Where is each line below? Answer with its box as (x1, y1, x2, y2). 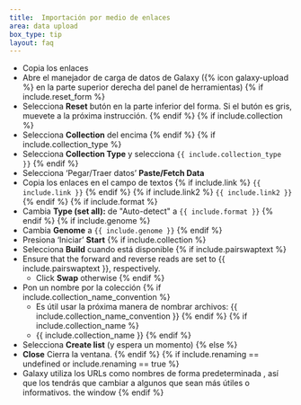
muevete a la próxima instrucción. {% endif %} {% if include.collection (22, 110, 283, 121)
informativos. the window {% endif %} (22, 387, 164, 398)
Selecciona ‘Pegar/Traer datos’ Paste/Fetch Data (22, 168, 205, 179)
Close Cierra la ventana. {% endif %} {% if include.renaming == (22, 349, 260, 360)
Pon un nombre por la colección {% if (22, 282, 162, 293)
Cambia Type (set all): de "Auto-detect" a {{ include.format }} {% (22, 206, 274, 216)
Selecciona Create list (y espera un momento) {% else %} (22, 339, 238, 350)
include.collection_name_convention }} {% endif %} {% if (35, 311, 248, 321)
